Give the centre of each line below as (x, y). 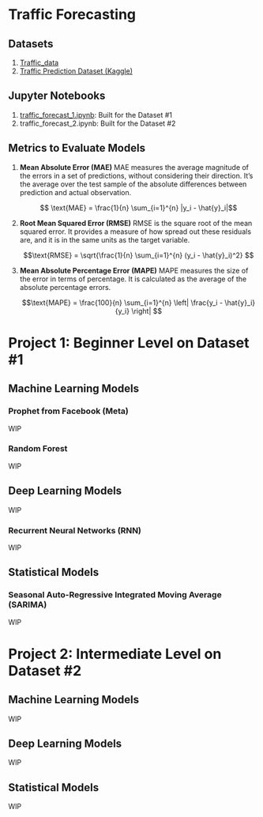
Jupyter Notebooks (57, 96)
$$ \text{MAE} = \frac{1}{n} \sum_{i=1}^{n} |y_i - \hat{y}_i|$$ (139, 208)
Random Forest (38, 449)
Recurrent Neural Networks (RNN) (75, 530)
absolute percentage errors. (65, 287)
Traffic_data (39, 62)
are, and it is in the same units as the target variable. (105, 239)
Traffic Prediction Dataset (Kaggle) (76, 71)
